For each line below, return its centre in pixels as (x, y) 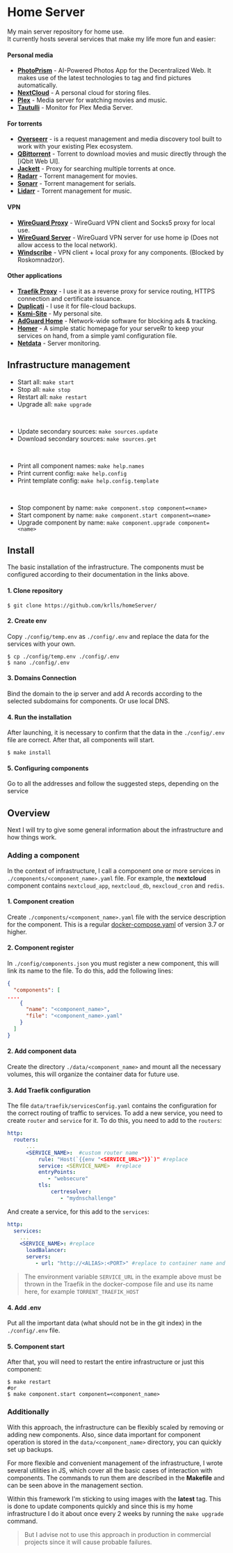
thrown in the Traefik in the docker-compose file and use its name (119, 1284)
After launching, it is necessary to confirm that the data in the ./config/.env (116, 733)
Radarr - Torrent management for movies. (77, 176)
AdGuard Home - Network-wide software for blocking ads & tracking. (117, 321)
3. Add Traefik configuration (49, 1090)
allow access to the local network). (67, 244)
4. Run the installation (39, 717)
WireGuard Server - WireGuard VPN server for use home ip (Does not (118, 237)
